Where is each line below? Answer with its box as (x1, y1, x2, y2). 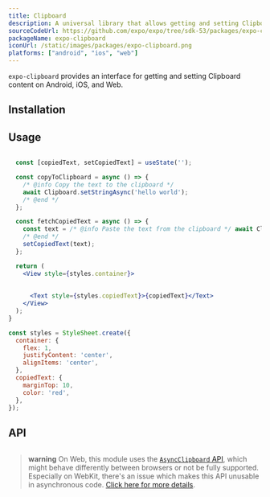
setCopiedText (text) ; (22, 240, 95, 249)
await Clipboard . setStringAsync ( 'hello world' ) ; (22, 188, 189, 196)
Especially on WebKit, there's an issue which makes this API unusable (27, 471, 260, 481)
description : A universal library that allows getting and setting (8, 19, 239, 27)
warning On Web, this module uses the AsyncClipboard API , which (27, 454, 247, 464)
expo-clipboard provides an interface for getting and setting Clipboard (8, 72, 241, 80)
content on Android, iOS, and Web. (8, 80, 124, 89)
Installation (8, 103, 66, 117)
